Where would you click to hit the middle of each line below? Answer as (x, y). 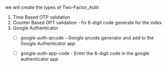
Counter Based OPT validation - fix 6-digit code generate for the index (87, 23)
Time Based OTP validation (41, 17)
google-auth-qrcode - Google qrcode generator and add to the (87, 38)
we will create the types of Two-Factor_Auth (52, 7)
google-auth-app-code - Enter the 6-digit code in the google (85, 53)
